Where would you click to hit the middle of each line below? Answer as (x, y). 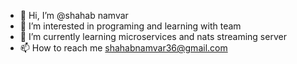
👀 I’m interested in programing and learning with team (130, 26)
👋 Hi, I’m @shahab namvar (74, 15)
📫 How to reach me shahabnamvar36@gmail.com (123, 48)
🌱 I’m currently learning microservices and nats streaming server (153, 36)
